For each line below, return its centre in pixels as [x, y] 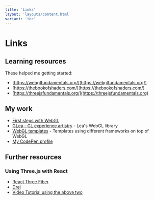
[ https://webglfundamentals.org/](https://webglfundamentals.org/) [79, 83]
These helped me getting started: [39, 73]
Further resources [33, 157]
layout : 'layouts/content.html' [38, 14]
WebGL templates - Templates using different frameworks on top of [80, 131]
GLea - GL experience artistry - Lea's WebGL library [65, 126]
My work [19, 109]
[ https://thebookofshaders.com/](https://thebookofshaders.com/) [78, 88]
